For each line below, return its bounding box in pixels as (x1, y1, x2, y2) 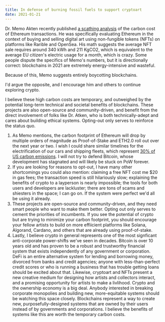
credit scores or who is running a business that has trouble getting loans (12, 264, 159, 270)
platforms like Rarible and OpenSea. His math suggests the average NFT (5, 41, 152, 47)
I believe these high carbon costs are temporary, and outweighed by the (5, 96, 152, 102)
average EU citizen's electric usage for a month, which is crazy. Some (5, 52, 147, 57)
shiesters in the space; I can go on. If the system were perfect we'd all (12, 190, 155, 196)
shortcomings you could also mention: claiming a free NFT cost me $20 (12, 169, 158, 175)
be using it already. (12, 195, 51, 201)
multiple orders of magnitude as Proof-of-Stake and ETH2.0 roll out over (12, 137, 159, 144)
